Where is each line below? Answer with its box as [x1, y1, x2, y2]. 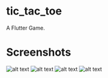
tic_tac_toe [6, 4, 62, 18]
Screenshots [6, 45, 71, 59]
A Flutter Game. [6, 24, 45, 31]
